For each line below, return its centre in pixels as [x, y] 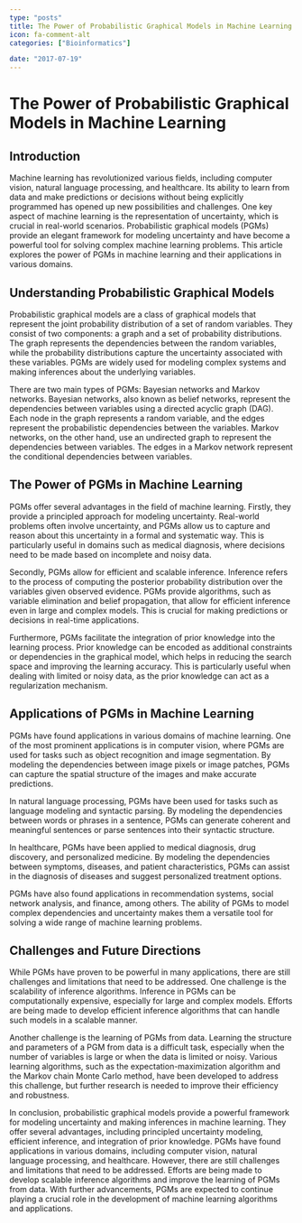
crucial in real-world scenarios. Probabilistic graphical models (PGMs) [139, 226]
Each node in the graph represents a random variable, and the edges [137, 418]
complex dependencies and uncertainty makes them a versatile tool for [142, 913]
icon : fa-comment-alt [50, 34]
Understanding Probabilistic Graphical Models [142, 293]
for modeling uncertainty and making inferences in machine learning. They [148, 1122]
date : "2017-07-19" [46, 60]
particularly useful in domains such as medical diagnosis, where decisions [147, 545]
